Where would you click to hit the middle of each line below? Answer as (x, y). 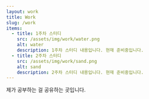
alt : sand (29, 67)
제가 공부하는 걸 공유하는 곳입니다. (46, 90)
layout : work (22, 12)
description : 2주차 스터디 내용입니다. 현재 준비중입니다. (80, 72)
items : (14, 28)
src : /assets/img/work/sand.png (57, 61)
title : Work (21, 17)
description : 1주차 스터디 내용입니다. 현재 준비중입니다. (80, 50)
